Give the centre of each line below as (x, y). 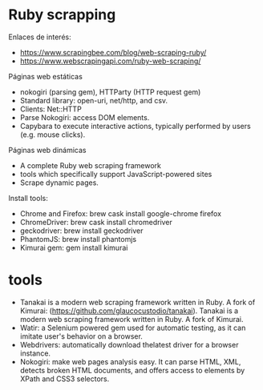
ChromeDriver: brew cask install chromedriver (96, 222)
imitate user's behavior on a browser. (81, 336)
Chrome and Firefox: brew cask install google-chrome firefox (121, 213)
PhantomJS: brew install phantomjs (78, 239)
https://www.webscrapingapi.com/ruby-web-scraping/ (110, 61)
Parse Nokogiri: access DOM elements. (85, 117)
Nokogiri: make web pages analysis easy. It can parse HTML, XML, (130, 361)
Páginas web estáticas (45, 76)
